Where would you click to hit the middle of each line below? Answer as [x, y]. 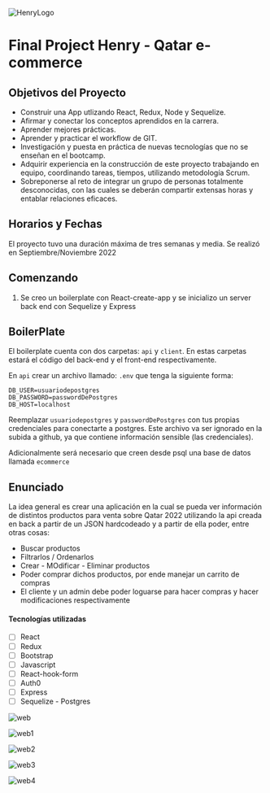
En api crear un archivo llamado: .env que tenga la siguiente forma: [121, 376]
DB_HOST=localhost [39, 405]
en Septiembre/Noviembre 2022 [62, 252]
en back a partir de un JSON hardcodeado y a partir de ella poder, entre [129, 524]
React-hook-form [49, 673]
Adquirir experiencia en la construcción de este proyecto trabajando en [139, 164]
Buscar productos [50, 548]
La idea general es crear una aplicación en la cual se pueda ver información [135, 507]
